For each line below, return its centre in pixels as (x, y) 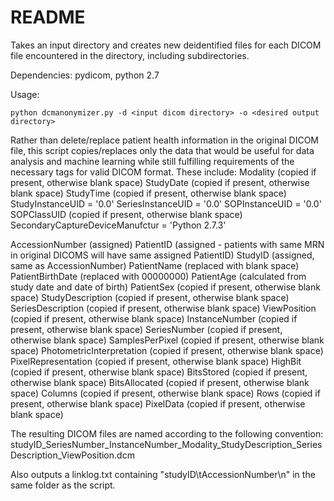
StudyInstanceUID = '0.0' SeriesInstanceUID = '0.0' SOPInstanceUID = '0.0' (166, 203)
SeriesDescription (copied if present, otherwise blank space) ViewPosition (163, 308)
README (48, 17)
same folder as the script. (63, 485)
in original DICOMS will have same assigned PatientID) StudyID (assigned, (162, 255)
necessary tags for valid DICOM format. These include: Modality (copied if (163, 172)
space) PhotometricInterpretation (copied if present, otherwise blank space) (167, 350)
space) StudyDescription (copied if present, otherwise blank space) (150, 297)
